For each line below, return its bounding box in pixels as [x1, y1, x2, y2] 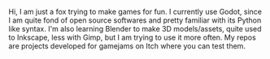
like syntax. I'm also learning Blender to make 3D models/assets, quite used [8, 24, 262, 33]
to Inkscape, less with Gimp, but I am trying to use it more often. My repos [8, 32, 256, 42]
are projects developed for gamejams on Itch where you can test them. [8, 41, 246, 51]
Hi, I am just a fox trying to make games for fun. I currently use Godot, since [8, 7, 263, 16]
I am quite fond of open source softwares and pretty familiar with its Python [8, 15, 262, 25]
